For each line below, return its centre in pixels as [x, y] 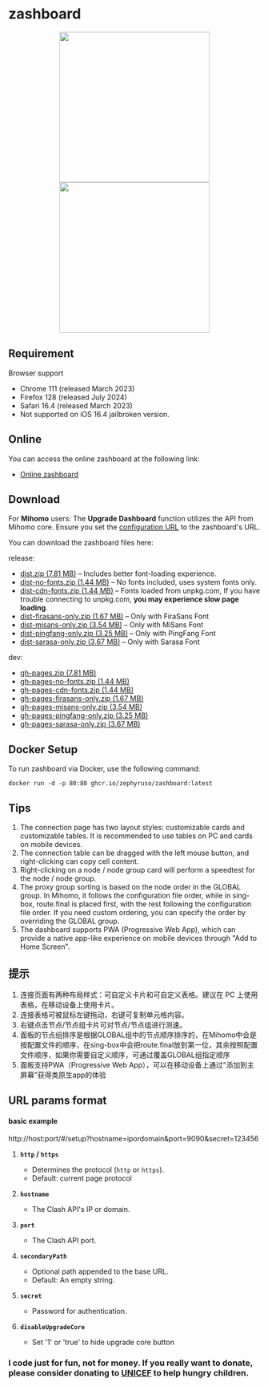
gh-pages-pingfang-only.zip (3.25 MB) [84, 715]
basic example [33, 1121]
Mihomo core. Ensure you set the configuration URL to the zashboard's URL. [134, 527]
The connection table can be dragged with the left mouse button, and [134, 853]
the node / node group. [58, 878]
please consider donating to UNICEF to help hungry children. [129, 1373]
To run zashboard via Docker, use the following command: [104, 769]
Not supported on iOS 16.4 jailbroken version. [94, 414]
